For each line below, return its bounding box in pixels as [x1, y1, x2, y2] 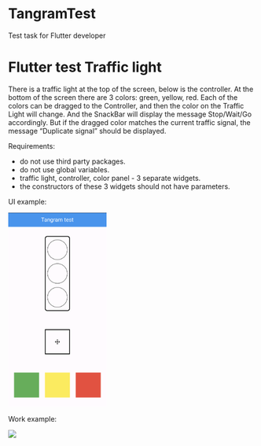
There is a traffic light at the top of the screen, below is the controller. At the [8, 84, 254, 94]
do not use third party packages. [19, 157, 126, 166]
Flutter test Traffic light [8, 58, 163, 76]
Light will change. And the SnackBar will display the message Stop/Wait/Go [8, 109, 252, 119]
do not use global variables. [19, 164, 110, 174]
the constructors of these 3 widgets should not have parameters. [19, 182, 230, 191]
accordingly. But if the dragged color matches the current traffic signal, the [8, 117, 251, 127]
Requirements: [8, 141, 55, 150]
